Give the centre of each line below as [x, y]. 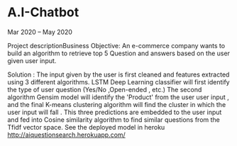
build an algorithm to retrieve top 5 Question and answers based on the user [119, 53]
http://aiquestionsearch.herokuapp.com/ [66, 135]
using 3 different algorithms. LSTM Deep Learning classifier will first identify [118, 82]
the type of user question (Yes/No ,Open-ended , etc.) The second [105, 89]
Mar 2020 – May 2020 [40, 32]
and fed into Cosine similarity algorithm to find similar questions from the [114, 119]
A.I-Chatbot [43, 12]
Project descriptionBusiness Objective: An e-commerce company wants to [116, 45]
